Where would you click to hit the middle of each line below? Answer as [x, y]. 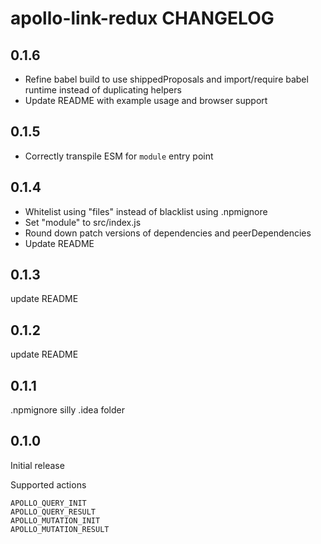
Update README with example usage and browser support [146, 100]
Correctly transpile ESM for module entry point [119, 156]
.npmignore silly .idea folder [68, 410]
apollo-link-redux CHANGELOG [142, 18]
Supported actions [48, 484]
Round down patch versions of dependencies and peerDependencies [168, 233]
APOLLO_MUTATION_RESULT [60, 529]
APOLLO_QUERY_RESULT [53, 512]
